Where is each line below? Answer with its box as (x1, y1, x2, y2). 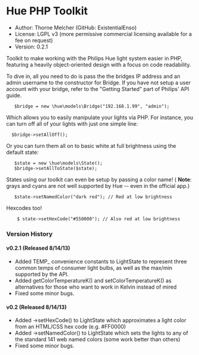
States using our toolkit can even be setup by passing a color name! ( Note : (6, 175, 192, 183)
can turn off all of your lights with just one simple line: (6, 120, 139, 127)
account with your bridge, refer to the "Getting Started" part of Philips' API (6, 85, 189, 92)
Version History (6, 229, 53, 238)
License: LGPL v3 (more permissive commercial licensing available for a (14, 30, 192, 37)
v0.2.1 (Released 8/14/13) (6, 244, 71, 252)
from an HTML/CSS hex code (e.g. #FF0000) (14, 323, 127, 330)
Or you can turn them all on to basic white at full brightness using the (6, 142, 176, 149)
